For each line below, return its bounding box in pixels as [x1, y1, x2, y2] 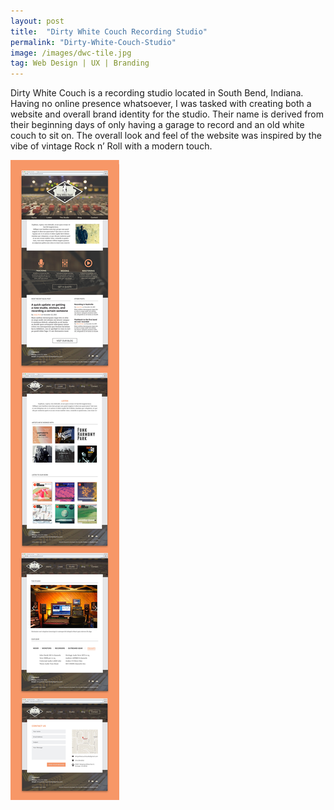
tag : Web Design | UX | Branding [10, 58, 150, 69]
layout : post [10, 16, 65, 26]
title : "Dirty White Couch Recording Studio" [10, 26, 208, 37]
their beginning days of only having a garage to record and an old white [10, 119, 305, 131]
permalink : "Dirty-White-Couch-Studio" [10, 37, 177, 47]
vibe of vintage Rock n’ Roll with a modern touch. [10, 140, 213, 152]
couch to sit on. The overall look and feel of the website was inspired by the [10, 130, 322, 142]
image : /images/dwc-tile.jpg [10, 48, 132, 58]
